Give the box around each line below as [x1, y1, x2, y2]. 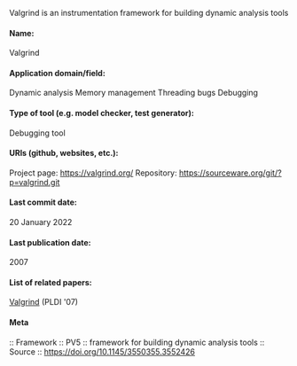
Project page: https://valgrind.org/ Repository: [9, 167, 177, 178]
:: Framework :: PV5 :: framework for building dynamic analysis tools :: [9, 337, 265, 347]
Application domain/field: [9, 67, 106, 78]
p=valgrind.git [9, 176, 60, 187]
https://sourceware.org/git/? [178, 167, 282, 178]
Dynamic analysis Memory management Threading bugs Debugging [9, 88, 259, 98]
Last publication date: [9, 237, 91, 247]
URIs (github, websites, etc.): [9, 148, 119, 159]
